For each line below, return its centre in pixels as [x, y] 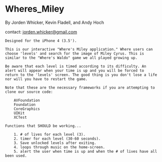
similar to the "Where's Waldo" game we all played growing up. [71, 58]
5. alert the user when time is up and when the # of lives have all [86, 151]
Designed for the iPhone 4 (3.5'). [41, 41]
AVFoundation [27, 100]
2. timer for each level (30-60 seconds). [57, 139]
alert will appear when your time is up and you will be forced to [75, 71]
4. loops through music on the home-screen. [59, 147]
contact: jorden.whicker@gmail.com [41, 32]
